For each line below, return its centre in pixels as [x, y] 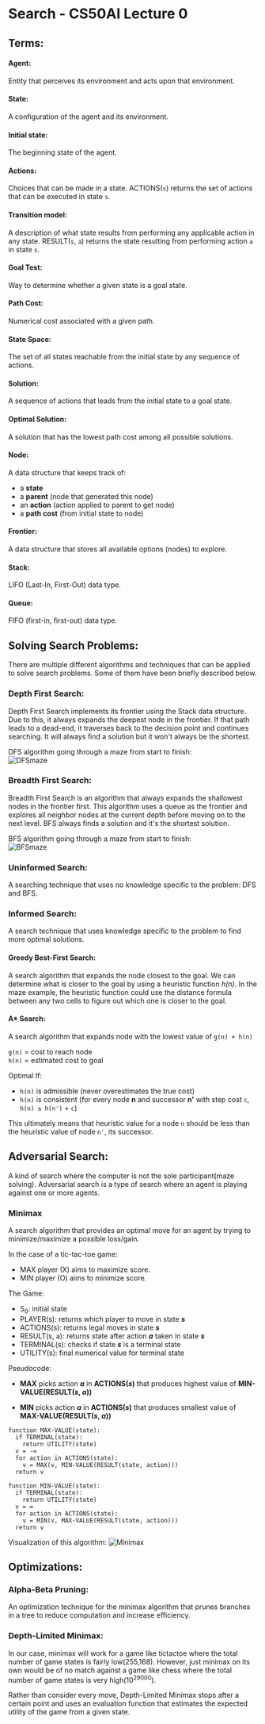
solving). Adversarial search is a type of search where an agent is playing [128, 1184]
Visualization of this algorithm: [57, 1542]
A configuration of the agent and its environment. [88, 117]
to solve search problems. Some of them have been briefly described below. [132, 673]
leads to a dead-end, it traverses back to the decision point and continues [129, 728]
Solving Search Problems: [74, 645]
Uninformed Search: [48, 867]
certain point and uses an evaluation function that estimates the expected [128, 1703]
